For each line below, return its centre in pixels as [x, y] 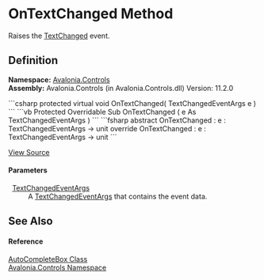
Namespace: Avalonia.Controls [59, 79]
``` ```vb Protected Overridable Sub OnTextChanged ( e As [102, 112]
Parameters [28, 170]
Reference [26, 241]
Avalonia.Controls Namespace [57, 267]
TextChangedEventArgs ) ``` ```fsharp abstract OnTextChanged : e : [117, 120]
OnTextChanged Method [91, 14]
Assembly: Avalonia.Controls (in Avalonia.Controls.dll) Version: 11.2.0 [121, 88]
